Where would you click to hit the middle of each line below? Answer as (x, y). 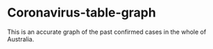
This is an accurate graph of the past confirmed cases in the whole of (107, 32)
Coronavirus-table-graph (82, 13)
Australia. (21, 39)
